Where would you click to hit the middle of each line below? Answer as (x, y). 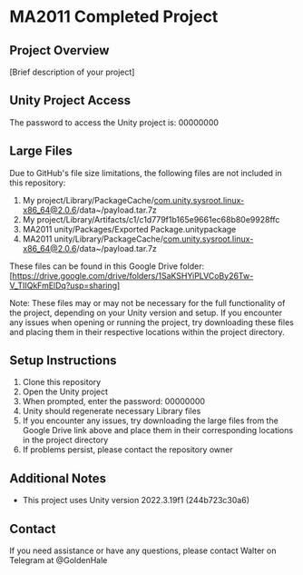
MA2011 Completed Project (114, 17)
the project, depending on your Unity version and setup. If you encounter (146, 312)
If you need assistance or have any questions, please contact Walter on (143, 550)
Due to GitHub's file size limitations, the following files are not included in (146, 173)
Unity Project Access (70, 100)
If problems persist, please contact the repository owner (127, 450)
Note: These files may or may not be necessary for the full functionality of (147, 302)
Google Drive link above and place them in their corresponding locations (157, 431)
